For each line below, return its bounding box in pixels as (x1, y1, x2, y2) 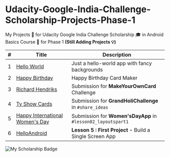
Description (102, 51, 132, 58)
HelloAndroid (16, 130, 47, 137)
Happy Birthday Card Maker (71, 74, 138, 81)
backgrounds (71, 66, 103, 73)
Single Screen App (71, 133, 116, 140)
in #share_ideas (71, 103, 109, 110)
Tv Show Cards (16, 100, 53, 107)
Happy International (16, 112, 63, 119)
